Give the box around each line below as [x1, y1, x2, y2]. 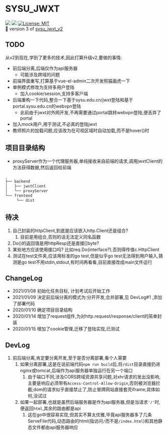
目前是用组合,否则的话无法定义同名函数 [20, 233, 101, 240]
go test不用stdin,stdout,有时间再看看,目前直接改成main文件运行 [21, 259, 152, 265]
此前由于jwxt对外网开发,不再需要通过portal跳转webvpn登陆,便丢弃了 [20, 109, 161, 115]
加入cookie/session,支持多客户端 [20, 90, 89, 96]
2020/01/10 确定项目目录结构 [12, 307, 73, 313]
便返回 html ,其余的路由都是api [20, 405, 81, 412]
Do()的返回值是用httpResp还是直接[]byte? [12, 240, 99, 246]
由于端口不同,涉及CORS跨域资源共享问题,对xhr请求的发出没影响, [27, 374, 161, 380]
